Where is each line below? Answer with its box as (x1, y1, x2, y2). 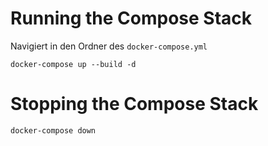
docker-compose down (10, 125, 97, 136)
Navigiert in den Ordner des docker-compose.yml (10, 40, 208, 52)
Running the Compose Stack (10, 7, 253, 30)
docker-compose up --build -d (10, 59, 137, 69)
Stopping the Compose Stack (10, 93, 259, 116)
